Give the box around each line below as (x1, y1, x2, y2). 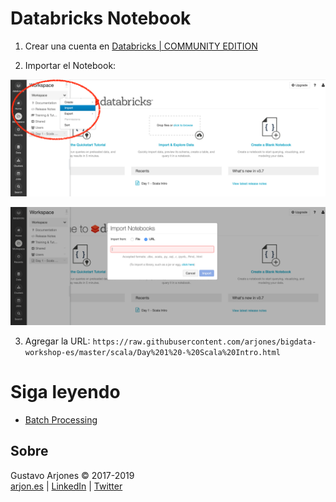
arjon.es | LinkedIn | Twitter (10, 480, 123, 492)
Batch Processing (24, 413, 98, 426)
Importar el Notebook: (24, 59, 117, 71)
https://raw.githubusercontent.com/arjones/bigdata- (92, 337, 317, 347)
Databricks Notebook (10, 7, 192, 30)
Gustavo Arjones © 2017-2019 (10, 469, 135, 481)
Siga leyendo (10, 381, 121, 404)
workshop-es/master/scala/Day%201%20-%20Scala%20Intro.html (24, 347, 281, 357)
